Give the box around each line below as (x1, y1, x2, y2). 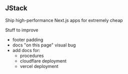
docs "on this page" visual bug (12, 42, 76, 48)
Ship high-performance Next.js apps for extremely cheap (5, 17, 123, 23)
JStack (5, 4, 27, 12)
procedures (19, 52, 44, 58)
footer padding (12, 36, 43, 42)
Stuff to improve (5, 27, 38, 33)
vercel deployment (19, 63, 58, 69)
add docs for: (12, 47, 40, 53)
